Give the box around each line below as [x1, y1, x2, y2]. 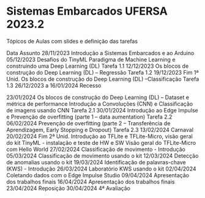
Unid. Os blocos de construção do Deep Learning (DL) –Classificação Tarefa [6, 75, 199, 82]
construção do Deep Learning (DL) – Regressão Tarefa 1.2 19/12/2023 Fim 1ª [6, 68, 199, 76]
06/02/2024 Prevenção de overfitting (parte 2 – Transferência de [6, 119, 171, 127]
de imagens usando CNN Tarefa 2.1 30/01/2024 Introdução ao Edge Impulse [6, 106, 198, 114]
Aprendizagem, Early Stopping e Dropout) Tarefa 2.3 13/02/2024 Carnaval [6, 126, 194, 133]
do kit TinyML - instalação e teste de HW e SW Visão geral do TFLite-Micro [6, 139, 196, 146]
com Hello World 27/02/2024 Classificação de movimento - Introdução [6, 145, 185, 153]
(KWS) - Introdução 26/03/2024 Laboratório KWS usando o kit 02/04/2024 [6, 165, 197, 172]
